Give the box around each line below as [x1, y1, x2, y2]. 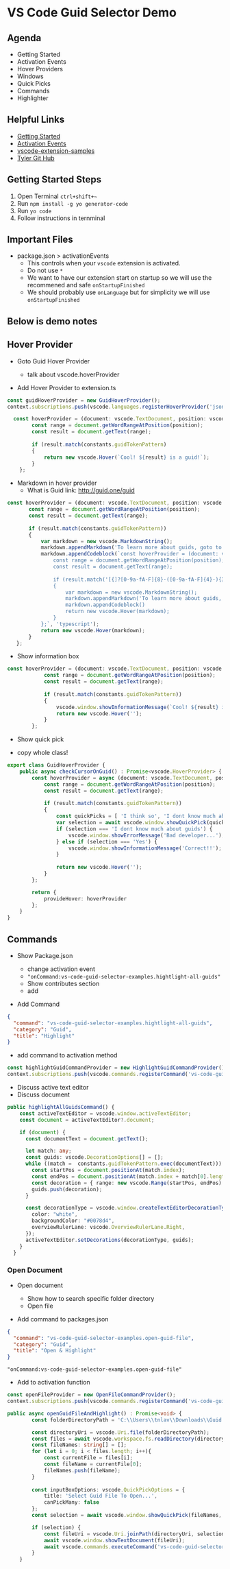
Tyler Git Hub [16, 154, 55, 162]
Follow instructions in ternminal [16, 214, 105, 222]
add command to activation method [16, 1051, 118, 1059]
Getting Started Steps [7, 173, 102, 186]
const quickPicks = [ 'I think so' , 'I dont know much [55, 813, 216, 820]
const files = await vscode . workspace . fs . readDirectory [31, 1435, 194, 1442]
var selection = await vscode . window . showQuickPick [55, 819, 207, 826]
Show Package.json [16, 951, 73, 959]
